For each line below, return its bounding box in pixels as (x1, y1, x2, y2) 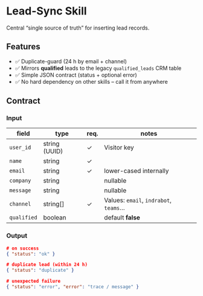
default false (104, 213, 141, 222)
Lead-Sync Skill (6, 4, 87, 18)
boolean (43, 213, 66, 222)
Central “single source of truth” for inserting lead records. (6, 24, 150, 31)
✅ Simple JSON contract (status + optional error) (14, 71, 137, 78)
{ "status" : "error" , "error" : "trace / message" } (6, 284, 139, 290)
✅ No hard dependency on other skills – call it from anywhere (14, 78, 168, 85)
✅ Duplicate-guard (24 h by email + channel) (14, 57, 127, 65)
